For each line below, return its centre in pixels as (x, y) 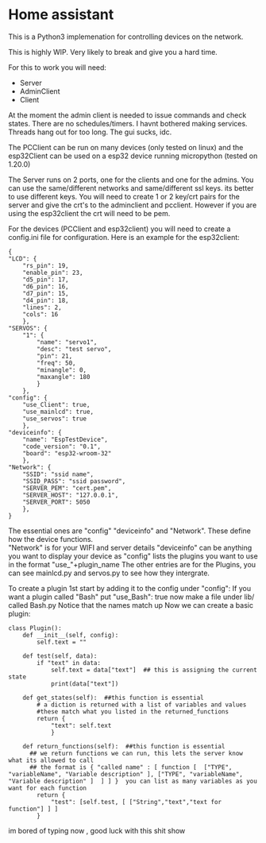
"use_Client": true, (56, 404)
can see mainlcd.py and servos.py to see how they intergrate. (109, 573)
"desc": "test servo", (74, 349)
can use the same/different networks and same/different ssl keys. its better (131, 188)
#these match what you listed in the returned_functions (133, 712)
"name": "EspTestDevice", (66, 439)
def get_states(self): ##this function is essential (113, 698)
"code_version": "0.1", (62, 447)
